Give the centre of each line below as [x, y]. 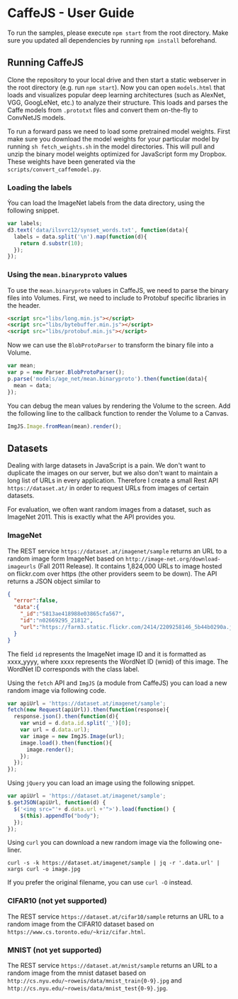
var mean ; [22, 366]
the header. [24, 305]
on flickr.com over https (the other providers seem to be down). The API [112, 573]
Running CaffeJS [45, 63]
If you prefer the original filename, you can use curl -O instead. [100, 882]
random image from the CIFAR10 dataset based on [81, 924]
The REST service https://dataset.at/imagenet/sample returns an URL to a [117, 551]
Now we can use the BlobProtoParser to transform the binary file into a [110, 345]
